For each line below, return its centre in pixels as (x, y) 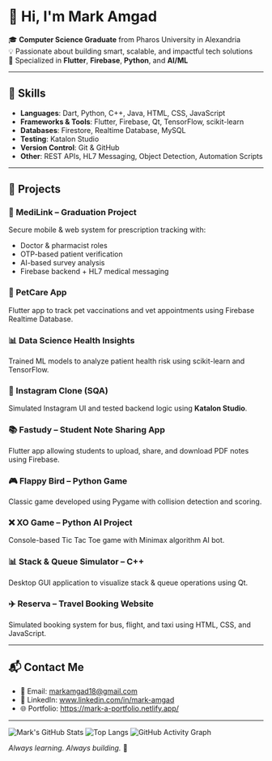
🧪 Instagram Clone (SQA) (58, 390)
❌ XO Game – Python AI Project (70, 522)
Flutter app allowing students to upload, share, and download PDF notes (129, 450)
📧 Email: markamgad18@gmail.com (79, 691)
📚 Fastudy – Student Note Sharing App (87, 430)
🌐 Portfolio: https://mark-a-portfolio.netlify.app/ (100, 708)
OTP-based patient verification (71, 254)
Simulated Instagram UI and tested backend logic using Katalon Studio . (128, 408)
